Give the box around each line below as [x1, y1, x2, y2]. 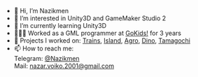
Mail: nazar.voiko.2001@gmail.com [13, 62, 114, 70]
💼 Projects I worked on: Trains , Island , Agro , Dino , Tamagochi [13, 36, 191, 45]
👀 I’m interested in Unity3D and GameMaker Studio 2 [13, 14, 167, 22]
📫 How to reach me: [13, 44, 74, 52]
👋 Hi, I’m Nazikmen [13, 7, 69, 15]
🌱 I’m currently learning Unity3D [13, 22, 107, 29]
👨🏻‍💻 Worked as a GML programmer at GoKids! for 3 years [13, 29, 182, 37]
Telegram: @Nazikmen [13, 55, 80, 62]
